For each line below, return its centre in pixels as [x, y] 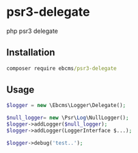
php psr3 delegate [32, 31]
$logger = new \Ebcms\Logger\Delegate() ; [66, 106]
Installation [31, 52]
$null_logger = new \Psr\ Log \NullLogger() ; [68, 118]
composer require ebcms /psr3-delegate [61, 68]
